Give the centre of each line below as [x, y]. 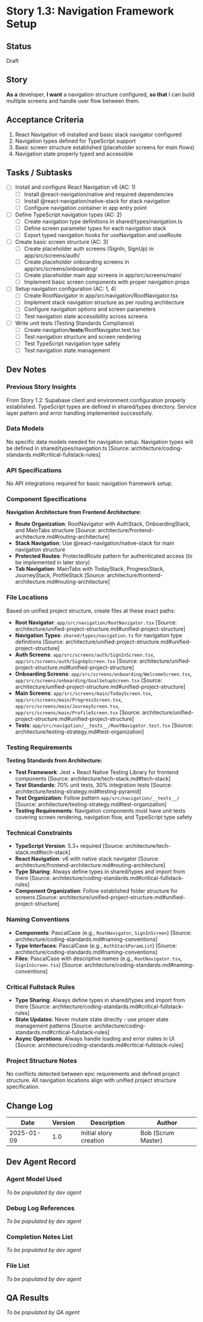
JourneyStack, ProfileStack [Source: [60, 575]
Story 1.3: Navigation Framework [90, 11]
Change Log [30, 1106]
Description [108, 1123]
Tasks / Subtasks [39, 173]
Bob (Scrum [157, 1133]
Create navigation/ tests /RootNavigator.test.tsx [82, 330]
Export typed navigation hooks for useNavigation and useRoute [103, 235]
